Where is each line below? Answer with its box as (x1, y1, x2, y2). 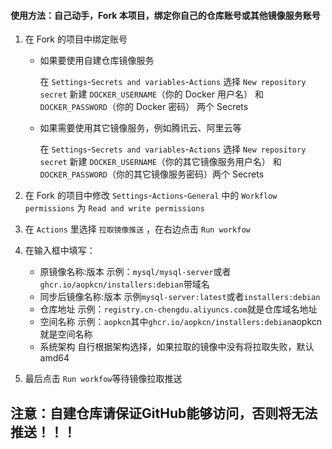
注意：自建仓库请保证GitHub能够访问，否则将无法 (10, 405, 318, 422)
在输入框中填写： (24, 245, 96, 257)
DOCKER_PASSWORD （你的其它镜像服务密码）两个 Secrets (39, 168, 265, 180)
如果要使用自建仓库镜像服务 (39, 55, 155, 67)
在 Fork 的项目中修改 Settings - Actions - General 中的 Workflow (24, 190, 278, 202)
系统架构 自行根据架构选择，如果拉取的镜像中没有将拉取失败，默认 (39, 341, 315, 353)
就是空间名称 (39, 328, 93, 340)
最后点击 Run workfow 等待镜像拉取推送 (24, 373, 183, 385)
